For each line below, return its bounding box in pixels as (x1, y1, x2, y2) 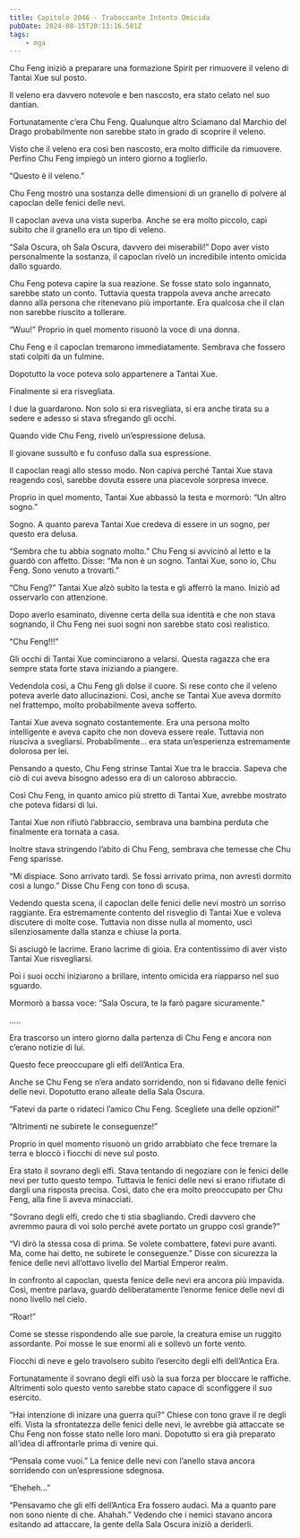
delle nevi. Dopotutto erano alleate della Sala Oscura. (9, 1086, 205, 1097)
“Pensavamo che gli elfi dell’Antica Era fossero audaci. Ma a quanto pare (9, 1500, 277, 1511)
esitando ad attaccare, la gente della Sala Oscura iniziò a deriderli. (9, 1519, 253, 1530)
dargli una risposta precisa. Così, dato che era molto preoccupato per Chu (9, 1184, 284, 1195)
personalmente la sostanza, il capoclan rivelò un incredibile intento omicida (9, 251, 287, 262)
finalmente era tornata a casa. (9, 827, 120, 838)
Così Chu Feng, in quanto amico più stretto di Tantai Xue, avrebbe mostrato (9, 790, 287, 801)
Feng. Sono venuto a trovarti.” (9, 565, 119, 576)
